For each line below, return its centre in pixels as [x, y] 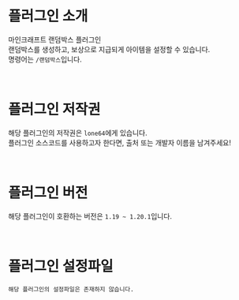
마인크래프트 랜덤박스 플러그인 [55, 39]
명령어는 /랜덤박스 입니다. [45, 59]
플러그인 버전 [48, 193]
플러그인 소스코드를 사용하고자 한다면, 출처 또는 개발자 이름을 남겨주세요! [119, 142]
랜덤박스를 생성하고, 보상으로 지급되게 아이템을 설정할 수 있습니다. [109, 49]
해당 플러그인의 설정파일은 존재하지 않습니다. [71, 289]
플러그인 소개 [48, 16]
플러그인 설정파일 [61, 266]
